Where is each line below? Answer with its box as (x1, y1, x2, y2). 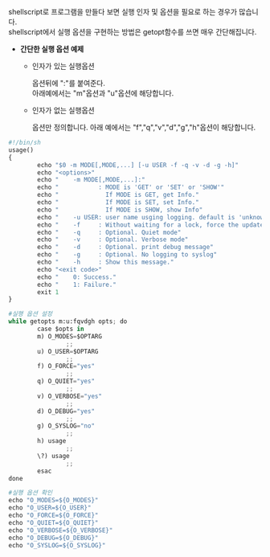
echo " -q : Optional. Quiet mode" (37, 228, 182, 236)
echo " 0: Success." (37, 272, 117, 281)
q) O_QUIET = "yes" (37, 377, 95, 386)
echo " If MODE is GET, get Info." (37, 191, 199, 199)
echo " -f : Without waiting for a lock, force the (37, 220, 239, 229)
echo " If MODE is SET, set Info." (37, 199, 199, 207)
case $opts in (37, 325, 84, 333)
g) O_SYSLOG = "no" (37, 422, 95, 430)
